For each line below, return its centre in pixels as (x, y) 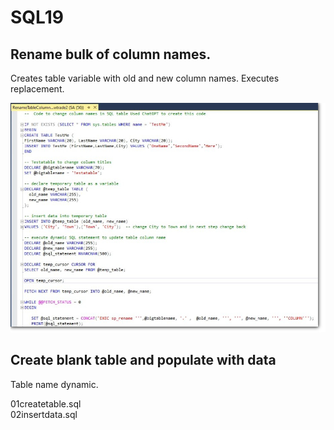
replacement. (37, 89)
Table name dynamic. (54, 384)
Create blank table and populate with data (143, 360)
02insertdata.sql (44, 414)
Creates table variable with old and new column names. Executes (145, 78)
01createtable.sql (46, 403)
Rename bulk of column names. (111, 54)
